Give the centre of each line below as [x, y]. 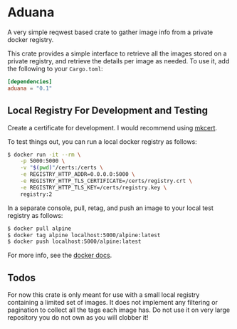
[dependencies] [30, 82]
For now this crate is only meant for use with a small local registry [104, 295]
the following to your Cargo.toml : [55, 68]
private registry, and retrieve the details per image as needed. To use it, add [118, 61]
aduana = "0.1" [30, 88]
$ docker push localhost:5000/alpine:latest [74, 242]
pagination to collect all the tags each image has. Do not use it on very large [118, 310]
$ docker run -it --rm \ [44, 155]
